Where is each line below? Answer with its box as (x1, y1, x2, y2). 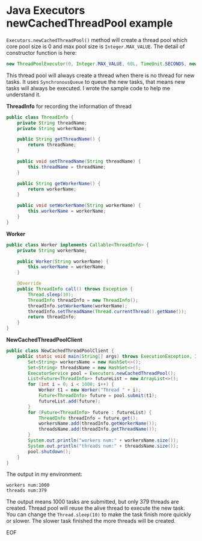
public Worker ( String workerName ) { (17, 258, 109, 264)
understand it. (6, 91, 41, 98)
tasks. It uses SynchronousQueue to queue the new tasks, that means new (6, 78, 185, 85)
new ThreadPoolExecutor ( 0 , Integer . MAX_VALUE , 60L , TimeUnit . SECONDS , (6, 61, 187, 67)
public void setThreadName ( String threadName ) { (17, 158, 141, 164)
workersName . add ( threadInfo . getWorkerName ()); (38, 421, 158, 427)
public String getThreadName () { (17, 136, 101, 142)
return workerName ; (28, 186, 77, 192)
